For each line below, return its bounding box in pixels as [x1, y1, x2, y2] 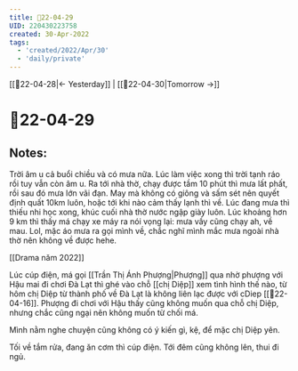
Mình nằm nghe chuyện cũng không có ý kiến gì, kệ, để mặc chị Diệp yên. [9, 325, 280, 335]
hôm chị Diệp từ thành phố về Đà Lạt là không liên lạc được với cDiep [9, 288, 262, 299]
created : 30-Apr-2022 [9, 29, 90, 38]
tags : [9, 37, 29, 47]
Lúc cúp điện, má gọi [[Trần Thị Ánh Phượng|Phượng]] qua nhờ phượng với [9, 270, 283, 280]
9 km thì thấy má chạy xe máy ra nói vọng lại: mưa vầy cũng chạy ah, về [9, 216, 273, 227]
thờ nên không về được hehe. [9, 235, 117, 246]
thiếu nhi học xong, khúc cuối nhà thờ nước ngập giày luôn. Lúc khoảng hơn [9, 206, 287, 217]
